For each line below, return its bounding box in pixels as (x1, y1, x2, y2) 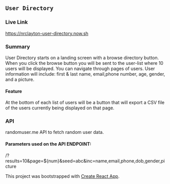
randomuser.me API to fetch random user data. (5, 129, 104, 135)
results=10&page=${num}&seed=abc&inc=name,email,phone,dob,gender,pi (5, 157, 165, 164)
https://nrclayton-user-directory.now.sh (5, 30, 88, 36)
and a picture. (5, 76, 35, 82)
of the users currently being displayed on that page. (5, 105, 115, 111)
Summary (5, 43, 31, 50)
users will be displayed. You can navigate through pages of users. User (5, 65, 155, 72)
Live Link (5, 18, 28, 26)
